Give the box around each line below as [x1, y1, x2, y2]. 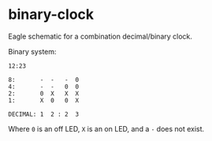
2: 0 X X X [8, 89, 80, 98]
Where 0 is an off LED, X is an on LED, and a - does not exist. [8, 124, 205, 133]
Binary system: [8, 46, 57, 56]
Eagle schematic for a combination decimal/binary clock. [8, 32, 193, 41]
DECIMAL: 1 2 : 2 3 [8, 110, 80, 118]
